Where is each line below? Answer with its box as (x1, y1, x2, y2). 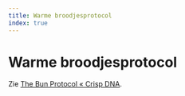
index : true (8, 19, 48, 27)
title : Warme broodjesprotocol (8, 11, 112, 20)
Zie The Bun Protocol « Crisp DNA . (8, 79, 122, 89)
